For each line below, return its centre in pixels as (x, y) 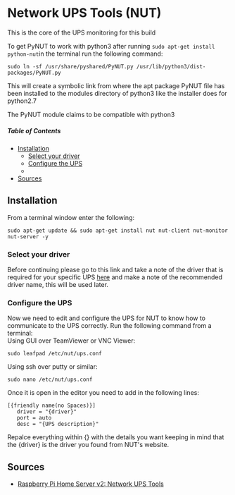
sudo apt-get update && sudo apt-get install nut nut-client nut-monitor (118, 231)
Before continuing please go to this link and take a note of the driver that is (115, 270)
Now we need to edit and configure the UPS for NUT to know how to (107, 318)
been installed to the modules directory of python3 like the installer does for (117, 93)
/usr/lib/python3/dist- (171, 66)
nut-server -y (28, 237)
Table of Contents (34, 130)
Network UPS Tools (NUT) (84, 13)
